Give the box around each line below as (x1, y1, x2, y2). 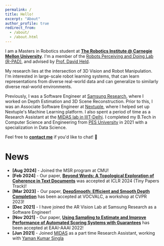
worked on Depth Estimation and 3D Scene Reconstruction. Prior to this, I (5, 98, 153, 104)
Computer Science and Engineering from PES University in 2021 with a (5, 119, 148, 125)
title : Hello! (5, 12, 34, 17)
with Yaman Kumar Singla (12, 235, 64, 241)
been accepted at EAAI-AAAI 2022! (12, 224, 84, 231)
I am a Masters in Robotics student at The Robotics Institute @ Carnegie (5, 48, 153, 54)
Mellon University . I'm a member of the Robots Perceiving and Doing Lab (5, 53, 154, 59)
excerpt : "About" (5, 16, 41, 21)
